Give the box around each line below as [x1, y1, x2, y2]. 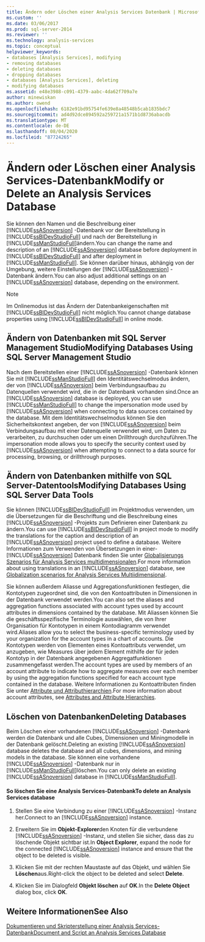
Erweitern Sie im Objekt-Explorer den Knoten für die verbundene [15, 826, 178, 833]
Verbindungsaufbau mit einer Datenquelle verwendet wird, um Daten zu [6, 427, 187, 434]
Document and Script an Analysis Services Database [33, 929, 167, 936]
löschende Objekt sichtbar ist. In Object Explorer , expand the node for [15, 838, 191, 846]
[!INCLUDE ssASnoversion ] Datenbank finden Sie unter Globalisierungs [6, 552, 184, 559]
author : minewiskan [6, 94, 56, 100]
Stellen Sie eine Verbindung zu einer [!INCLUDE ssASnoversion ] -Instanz [15, 807, 197, 815]
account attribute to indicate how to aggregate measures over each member [6, 668, 198, 675]
